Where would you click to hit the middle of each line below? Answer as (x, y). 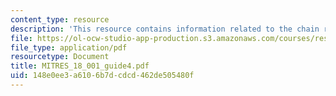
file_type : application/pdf (69, 47)
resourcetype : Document (60, 57)
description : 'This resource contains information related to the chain (165, 29)
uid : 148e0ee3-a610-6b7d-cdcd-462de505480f (102, 76)
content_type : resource (60, 19)
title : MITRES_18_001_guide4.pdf (80, 66)
